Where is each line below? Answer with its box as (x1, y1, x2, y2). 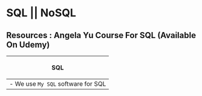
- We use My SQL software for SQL (9, 80, 106, 88)
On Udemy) (6, 39, 50, 50)
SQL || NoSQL (6, 6, 77, 20)
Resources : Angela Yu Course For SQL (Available (6, 30, 197, 40)
